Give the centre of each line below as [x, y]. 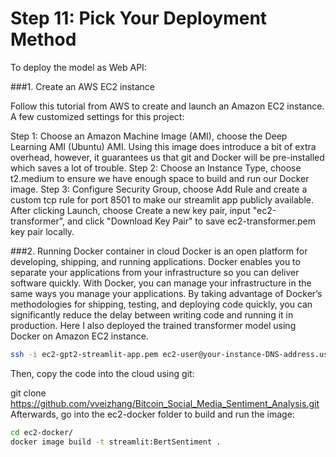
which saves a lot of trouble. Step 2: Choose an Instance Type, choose [156, 168]
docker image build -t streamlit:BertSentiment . [116, 442]
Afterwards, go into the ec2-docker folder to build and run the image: [152, 414]
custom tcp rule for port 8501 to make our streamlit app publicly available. [162, 199]
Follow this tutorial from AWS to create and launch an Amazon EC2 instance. [167, 106]
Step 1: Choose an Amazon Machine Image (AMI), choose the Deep [149, 136]
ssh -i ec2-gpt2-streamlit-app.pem [84, 354]
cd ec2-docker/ [42, 432]
